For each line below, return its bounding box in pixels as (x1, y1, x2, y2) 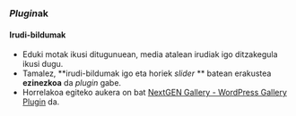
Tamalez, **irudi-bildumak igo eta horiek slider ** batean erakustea (22, 68, 272, 79)
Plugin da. (22, 96, 60, 107)
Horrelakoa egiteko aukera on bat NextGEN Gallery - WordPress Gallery (22, 87, 287, 98)
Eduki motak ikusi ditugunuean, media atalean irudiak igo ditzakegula (22, 49, 278, 60)
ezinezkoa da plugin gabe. (22, 78, 122, 88)
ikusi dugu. (22, 59, 64, 70)
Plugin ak (9, 7, 49, 20)
